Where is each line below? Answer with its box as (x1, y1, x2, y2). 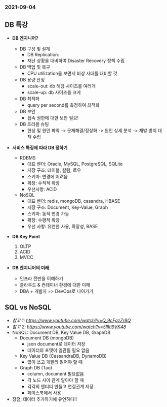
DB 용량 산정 (19, 76, 45, 82)
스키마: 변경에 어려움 (27, 173, 68, 179)
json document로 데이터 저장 (27, 340, 86, 347)
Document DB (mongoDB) (19, 334, 74, 341)
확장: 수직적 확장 (27, 179, 60, 186)
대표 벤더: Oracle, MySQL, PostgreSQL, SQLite (27, 161, 123, 167)
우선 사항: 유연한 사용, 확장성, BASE (27, 223, 98, 229)
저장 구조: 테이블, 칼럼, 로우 (27, 167, 81, 173)
